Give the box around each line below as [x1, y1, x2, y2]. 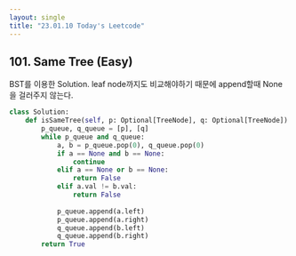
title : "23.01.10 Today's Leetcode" [9, 21, 145, 30]
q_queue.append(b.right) [56, 232, 149, 241]
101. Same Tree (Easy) [9, 54, 133, 69]
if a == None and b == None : [56, 148, 165, 158]
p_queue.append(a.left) [56, 206, 145, 216]
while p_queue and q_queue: [41, 132, 145, 141]
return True [41, 240, 86, 249]
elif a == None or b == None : [56, 165, 169, 174]
